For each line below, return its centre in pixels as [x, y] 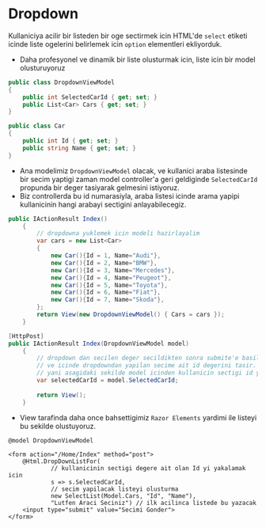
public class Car [37, 126]
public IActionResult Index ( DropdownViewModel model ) [99, 344]
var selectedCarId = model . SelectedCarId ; [108, 381]
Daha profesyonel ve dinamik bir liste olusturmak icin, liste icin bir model [137, 59]
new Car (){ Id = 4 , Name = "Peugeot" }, [111, 278]
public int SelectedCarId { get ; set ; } [90, 97]
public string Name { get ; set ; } [79, 148]
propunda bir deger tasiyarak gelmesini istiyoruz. [99, 188]
